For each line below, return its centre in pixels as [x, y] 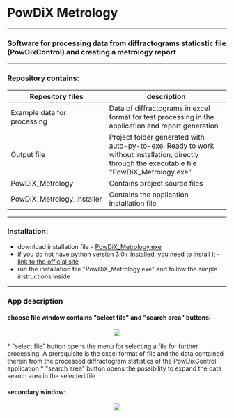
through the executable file [153, 163]
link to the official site [48, 261]
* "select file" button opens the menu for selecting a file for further [103, 346]
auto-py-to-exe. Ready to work [162, 146]
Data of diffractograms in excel [159, 108]
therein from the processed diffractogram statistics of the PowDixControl [112, 361]
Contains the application [149, 195]
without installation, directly [154, 154]
